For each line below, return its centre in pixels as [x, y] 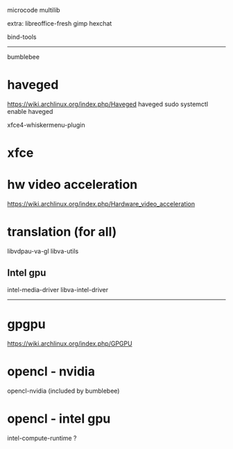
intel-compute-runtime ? [42, 438]
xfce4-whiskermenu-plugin [46, 125]
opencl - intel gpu [59, 418]
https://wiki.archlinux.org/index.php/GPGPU [70, 344]
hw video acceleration [72, 185]
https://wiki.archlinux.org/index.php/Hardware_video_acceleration [101, 204]
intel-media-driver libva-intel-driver [58, 289]
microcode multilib [34, 10]
